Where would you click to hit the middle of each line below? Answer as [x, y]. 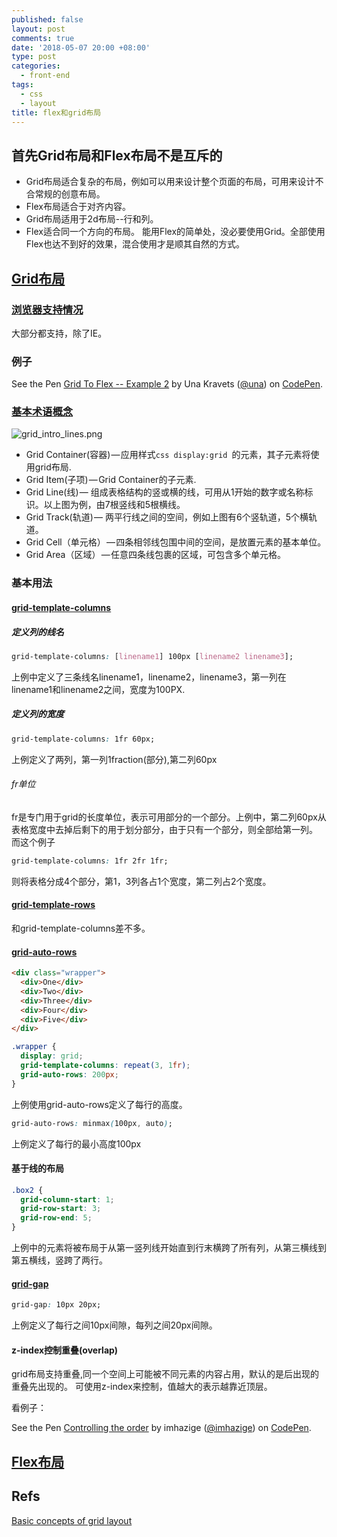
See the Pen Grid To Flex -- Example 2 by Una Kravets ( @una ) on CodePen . [167, 384]
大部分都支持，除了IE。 [59, 333]
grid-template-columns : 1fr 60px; [83, 739]
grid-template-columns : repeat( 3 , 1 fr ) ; [105, 1066]
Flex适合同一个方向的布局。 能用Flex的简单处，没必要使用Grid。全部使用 [175, 232]
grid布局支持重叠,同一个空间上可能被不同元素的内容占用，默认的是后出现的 [165, 1374]
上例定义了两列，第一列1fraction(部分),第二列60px [114, 759]
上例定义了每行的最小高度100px [76, 1143]
